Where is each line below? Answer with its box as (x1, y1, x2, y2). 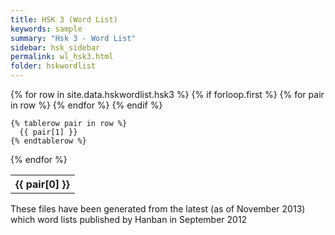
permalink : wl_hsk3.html (10, 52, 114, 62)
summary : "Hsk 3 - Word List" (10, 33, 137, 43)
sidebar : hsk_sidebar (10, 42, 101, 53)
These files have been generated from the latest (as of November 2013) (10, 203, 306, 215)
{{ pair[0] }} (15, 177, 70, 191)
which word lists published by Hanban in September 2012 (10, 214, 248, 225)
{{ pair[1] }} (19, 127, 78, 137)
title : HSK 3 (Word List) (10, 14, 118, 25)
